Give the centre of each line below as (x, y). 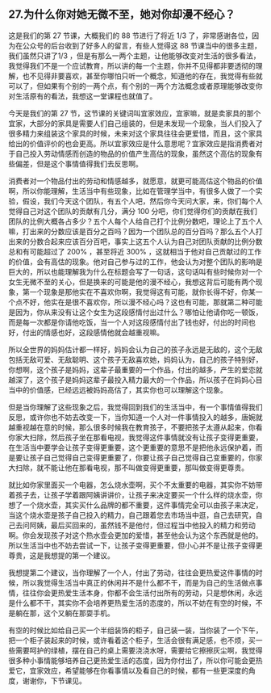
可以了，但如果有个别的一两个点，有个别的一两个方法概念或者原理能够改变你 (135, 86)
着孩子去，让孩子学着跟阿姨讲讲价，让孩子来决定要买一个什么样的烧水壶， (132, 494)
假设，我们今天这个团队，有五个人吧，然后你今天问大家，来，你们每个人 (142, 201)
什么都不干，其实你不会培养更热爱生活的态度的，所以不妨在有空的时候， (135, 603)
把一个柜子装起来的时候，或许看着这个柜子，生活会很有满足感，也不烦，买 (132, 640)
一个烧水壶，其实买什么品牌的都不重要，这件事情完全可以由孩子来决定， (142, 505)
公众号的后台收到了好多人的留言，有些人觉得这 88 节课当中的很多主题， (142, 45)
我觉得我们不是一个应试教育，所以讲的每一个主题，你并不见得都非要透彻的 (132, 65)
